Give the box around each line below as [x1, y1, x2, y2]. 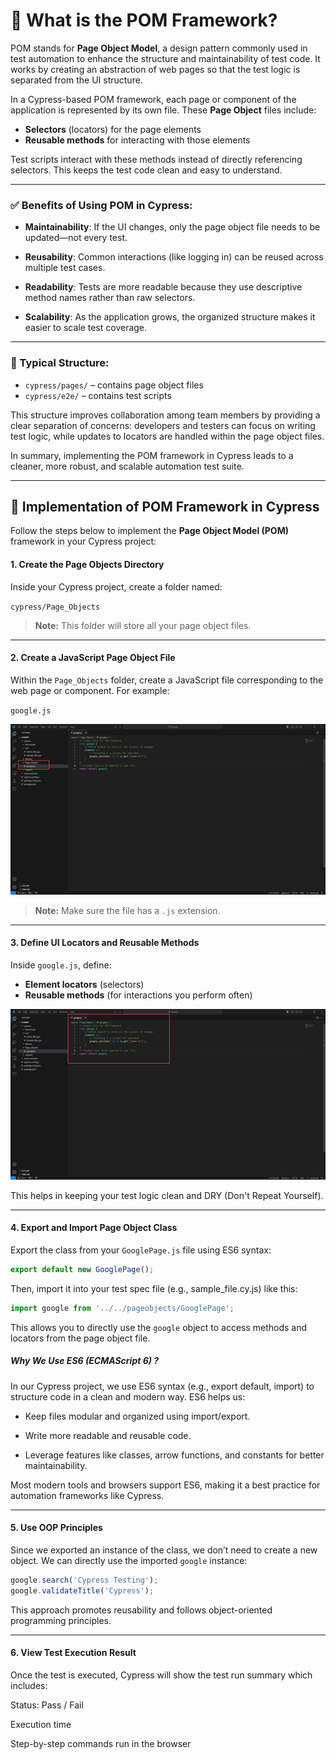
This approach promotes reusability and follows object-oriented [10, 1604, 273, 1616]
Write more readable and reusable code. [24, 1429, 192, 1441]
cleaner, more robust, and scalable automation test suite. [10, 460, 245, 472]
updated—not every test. [24, 232, 128, 244]
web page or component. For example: [10, 684, 170, 696]
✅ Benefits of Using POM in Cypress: [10, 198, 193, 212]
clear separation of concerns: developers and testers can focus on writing [10, 419, 316, 431]
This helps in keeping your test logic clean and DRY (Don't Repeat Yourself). [10, 1189, 324, 1201]
